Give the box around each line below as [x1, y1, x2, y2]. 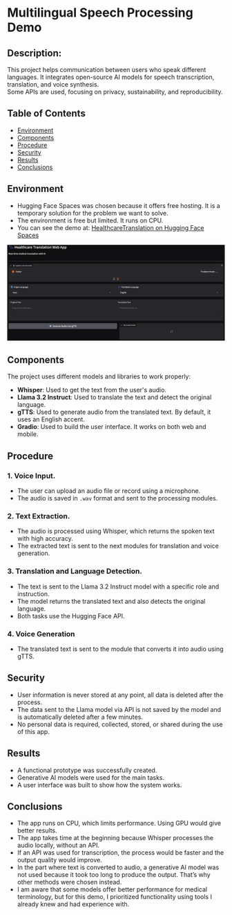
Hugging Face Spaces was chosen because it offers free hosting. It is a [17, 201, 221, 209]
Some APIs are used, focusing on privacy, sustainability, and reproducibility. [7, 88, 223, 96]
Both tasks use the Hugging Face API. [17, 611, 126, 620]
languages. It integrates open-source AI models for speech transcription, [7, 73, 215, 81]
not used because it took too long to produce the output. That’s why [17, 871, 211, 879]
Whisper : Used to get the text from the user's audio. [17, 386, 167, 394]
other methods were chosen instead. [17, 878, 122, 887]
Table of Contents [7, 107, 86, 119]
